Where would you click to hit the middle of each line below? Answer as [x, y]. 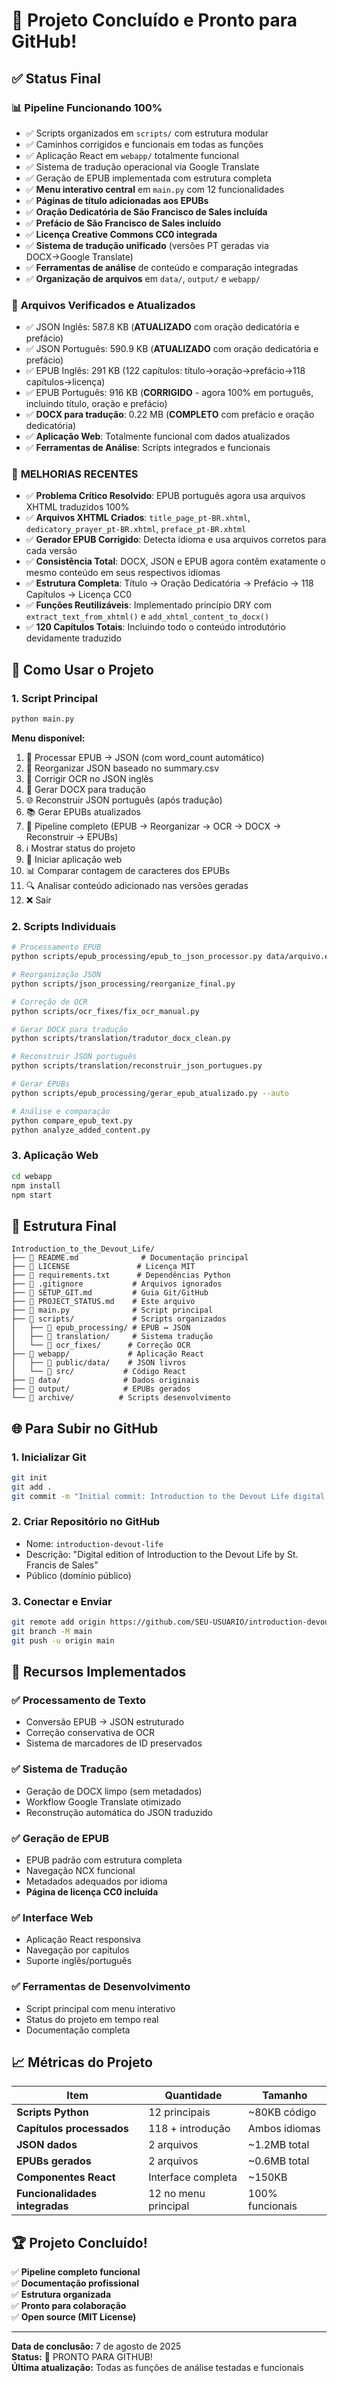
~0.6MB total [278, 2161]
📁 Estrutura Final [64, 1225]
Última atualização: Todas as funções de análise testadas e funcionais [157, 2368]
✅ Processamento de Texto [78, 1701]
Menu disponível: [48, 738]
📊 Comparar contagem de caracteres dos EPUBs [128, 871]
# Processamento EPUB [56, 947]
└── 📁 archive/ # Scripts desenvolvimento [121, 1398]
